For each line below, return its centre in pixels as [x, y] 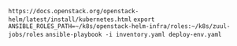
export [144, 19]
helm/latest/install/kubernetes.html [70, 19]
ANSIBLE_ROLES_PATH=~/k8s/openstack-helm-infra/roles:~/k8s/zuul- [119, 27]
